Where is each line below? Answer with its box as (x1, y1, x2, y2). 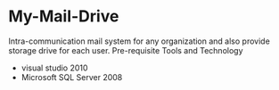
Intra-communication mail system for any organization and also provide (8, 36, 271, 46)
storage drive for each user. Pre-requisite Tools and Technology (8, 45, 243, 55)
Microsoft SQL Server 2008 (21, 71, 123, 82)
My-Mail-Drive (8, 6, 119, 27)
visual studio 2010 (21, 62, 88, 73)
